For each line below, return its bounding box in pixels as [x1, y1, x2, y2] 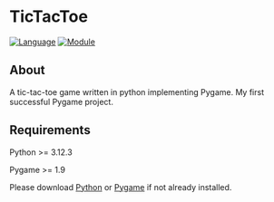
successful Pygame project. [9, 96, 113, 107]
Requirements [9, 122, 91, 138]
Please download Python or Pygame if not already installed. [9, 181, 232, 192]
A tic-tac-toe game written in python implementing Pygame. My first [9, 86, 265, 97]
